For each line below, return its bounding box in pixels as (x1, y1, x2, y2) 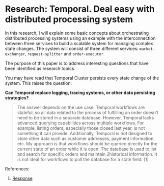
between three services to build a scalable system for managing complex (5, 40, 153, 46)
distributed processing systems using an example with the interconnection (5, 35, 156, 41)
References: (5, 165, 29, 172)
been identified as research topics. (5, 65, 76, 71)
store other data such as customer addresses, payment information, (17, 136, 155, 141)
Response (12, 175, 33, 181)
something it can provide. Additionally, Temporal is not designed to (17, 130, 153, 136)
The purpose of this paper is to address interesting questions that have (5, 60, 149, 66)
